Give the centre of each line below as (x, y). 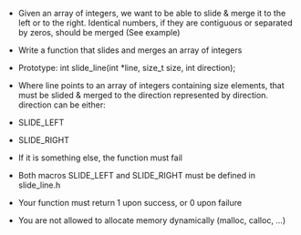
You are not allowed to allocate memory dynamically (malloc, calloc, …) (152, 220)
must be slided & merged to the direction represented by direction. (143, 95)
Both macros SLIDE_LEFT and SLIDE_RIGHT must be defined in (136, 175)
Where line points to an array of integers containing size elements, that (151, 85)
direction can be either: (62, 105)
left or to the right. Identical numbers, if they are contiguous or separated (155, 23)
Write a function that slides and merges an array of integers (130, 50)
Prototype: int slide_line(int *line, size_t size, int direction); (127, 68)
